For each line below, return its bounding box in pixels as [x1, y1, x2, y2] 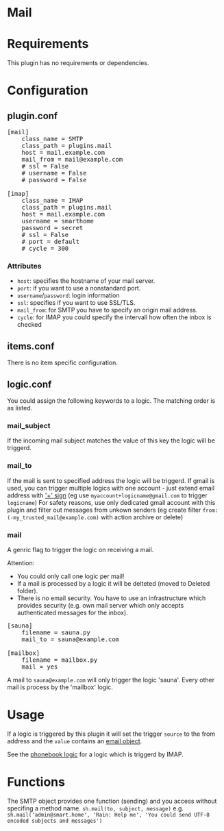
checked [16, 321, 42, 329]
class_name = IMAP [21, 197, 84, 205]
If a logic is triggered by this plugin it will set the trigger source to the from [7, 730, 216, 738]
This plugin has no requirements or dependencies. [7, 59, 149, 67]
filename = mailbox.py [21, 656, 98, 664]
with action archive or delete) [100, 512, 184, 521]
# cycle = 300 [21, 245, 69, 253]
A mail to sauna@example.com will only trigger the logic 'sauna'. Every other [7, 675, 214, 684]
